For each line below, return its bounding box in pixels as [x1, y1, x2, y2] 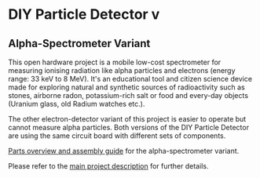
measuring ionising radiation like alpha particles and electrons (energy [8, 66, 236, 75]
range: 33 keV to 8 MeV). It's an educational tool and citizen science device [8, 74, 253, 83]
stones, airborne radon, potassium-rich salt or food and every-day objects [8, 91, 249, 100]
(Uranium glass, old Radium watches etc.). [8, 100, 145, 108]
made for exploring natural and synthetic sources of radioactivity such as [8, 82, 245, 92]
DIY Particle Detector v [8, 5, 160, 24]
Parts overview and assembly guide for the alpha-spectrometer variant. [8, 147, 240, 155]
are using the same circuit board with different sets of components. [8, 131, 226, 140]
